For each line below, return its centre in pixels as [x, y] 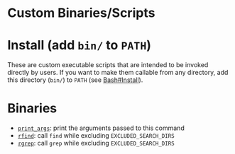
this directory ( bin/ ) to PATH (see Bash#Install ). [75, 80]
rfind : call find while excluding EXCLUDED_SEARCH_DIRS [96, 136]
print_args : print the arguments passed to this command [101, 128]
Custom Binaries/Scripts [81, 13]
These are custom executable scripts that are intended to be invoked [108, 65]
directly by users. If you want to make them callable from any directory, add [118, 73]
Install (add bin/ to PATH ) [79, 46]
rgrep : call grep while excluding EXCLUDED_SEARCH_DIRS [96, 143]
